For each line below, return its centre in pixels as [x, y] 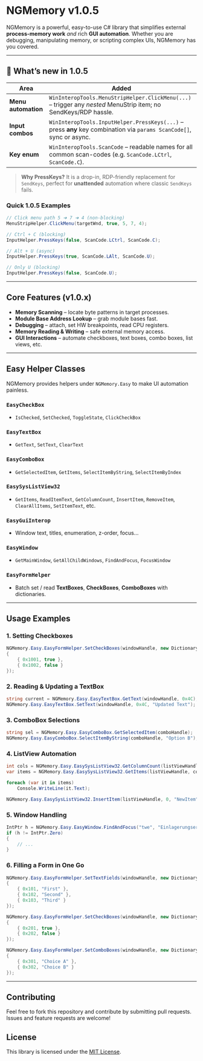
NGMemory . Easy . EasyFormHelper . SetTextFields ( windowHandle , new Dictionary [102, 878]
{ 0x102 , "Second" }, [44, 895]
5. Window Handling [37, 815]
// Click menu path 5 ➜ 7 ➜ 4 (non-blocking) [66, 218]
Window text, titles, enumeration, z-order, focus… [77, 533]
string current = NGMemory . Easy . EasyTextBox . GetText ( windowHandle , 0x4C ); [102, 699]
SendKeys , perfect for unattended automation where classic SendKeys [106, 183]
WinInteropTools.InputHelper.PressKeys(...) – [117, 122]
